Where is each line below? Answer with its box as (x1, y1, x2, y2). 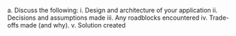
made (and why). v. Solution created (20, 21, 126, 29)
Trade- (208, 13, 230, 22)
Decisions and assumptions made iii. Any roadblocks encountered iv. (7, 13, 208, 22)
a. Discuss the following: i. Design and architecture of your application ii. (7, 6, 218, 14)
